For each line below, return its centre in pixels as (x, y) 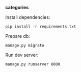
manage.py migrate (25, 45)
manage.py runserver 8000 (33, 64)
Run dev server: (22, 55)
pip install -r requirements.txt (41, 27)
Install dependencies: (28, 17)
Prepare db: (18, 36)
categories (17, 7)
